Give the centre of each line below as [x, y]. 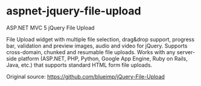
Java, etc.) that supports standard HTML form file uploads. [79, 65]
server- [186, 52]
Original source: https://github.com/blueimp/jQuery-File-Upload [85, 76]
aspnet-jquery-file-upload [74, 11]
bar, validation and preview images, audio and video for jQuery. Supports [97, 46]
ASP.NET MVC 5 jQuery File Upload [50, 28]
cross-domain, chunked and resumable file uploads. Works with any [91, 52]
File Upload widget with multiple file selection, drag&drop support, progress [101, 39]
